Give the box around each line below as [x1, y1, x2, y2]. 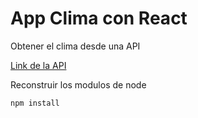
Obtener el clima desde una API [10, 40, 141, 52]
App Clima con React [10, 7, 188, 30]
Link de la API [10, 59, 67, 71]
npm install [10, 98, 60, 108]
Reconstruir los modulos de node [10, 78, 147, 91]
